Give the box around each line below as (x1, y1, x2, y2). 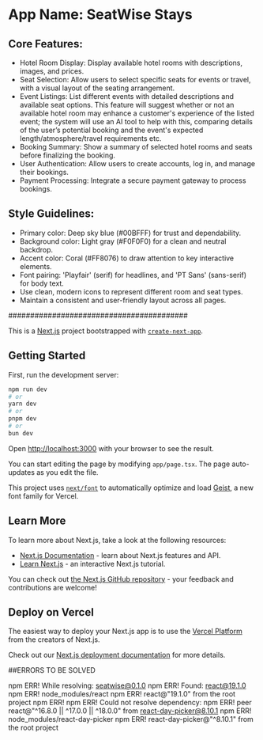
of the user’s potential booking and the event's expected (19, 125, 204, 135)
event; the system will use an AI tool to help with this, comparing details (19, 117, 253, 126)
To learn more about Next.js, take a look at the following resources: (8, 535, 227, 545)
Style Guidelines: (8, 207, 95, 221)
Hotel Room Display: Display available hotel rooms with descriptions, (19, 58, 243, 67)
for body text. (19, 279, 65, 288)
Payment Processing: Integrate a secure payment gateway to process (19, 176, 246, 185)
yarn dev (8, 400, 37, 408)
